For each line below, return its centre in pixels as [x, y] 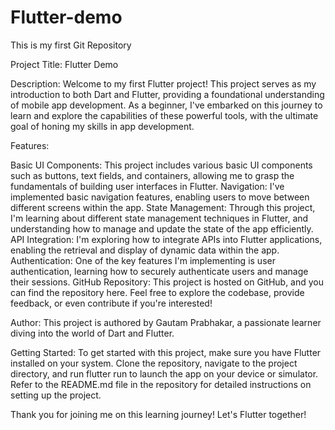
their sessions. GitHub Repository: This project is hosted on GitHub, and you [167, 282]
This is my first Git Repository [71, 45]
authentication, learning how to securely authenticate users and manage [159, 271]
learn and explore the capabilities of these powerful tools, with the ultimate [164, 115]
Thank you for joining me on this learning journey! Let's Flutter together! [158, 414]
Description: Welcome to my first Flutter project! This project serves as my [163, 83]
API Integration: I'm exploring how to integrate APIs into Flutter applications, [166, 239]
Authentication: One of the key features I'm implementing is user [143, 260]
